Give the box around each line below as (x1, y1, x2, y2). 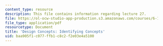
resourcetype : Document (5, 25, 53, 30)
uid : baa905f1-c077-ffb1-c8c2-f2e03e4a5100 (5, 34, 95, 39)
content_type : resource (5, 7, 53, 12)
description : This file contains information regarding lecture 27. (5, 11, 147, 16)
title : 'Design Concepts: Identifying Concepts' (5, 29, 105, 34)
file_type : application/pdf (5, 20, 62, 25)
